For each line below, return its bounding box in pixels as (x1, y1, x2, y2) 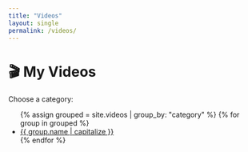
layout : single (8, 19, 59, 27)
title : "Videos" (8, 11, 62, 20)
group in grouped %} (19, 118, 90, 128)
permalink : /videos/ (8, 26, 78, 34)
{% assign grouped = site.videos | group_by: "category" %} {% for (19, 110, 240, 120)
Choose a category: (8, 94, 74, 104)
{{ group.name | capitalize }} (19, 127, 114, 137)
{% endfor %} (19, 135, 66, 145)
